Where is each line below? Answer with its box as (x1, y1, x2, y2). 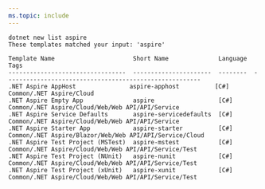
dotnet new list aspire (8, 33, 88, 41)
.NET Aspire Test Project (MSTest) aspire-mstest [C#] (8, 138, 233, 146)
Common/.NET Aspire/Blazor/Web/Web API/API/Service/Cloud (8, 131, 205, 140)
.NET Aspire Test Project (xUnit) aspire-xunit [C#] (8, 166, 233, 174)
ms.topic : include (8, 11, 69, 20)
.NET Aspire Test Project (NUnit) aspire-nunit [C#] (8, 152, 233, 160)
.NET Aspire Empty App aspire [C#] (8, 96, 233, 104)
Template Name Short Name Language (8, 54, 247, 62)
